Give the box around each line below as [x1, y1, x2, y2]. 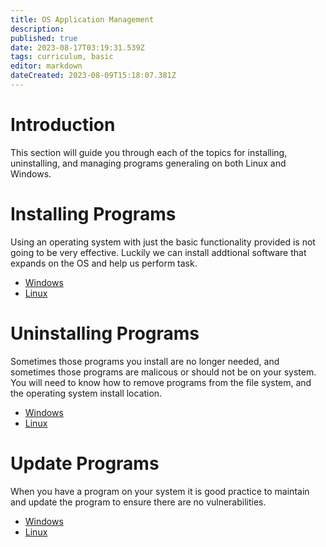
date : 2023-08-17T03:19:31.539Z [10, 42, 145, 53]
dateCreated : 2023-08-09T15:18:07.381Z [10, 71, 177, 81]
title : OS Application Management [10, 14, 155, 25]
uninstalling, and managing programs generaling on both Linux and [10, 157, 287, 169]
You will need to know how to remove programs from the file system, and [10, 376, 312, 388]
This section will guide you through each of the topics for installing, [10, 146, 288, 158]
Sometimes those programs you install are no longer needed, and [10, 355, 280, 367]
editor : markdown [10, 61, 83, 71]
